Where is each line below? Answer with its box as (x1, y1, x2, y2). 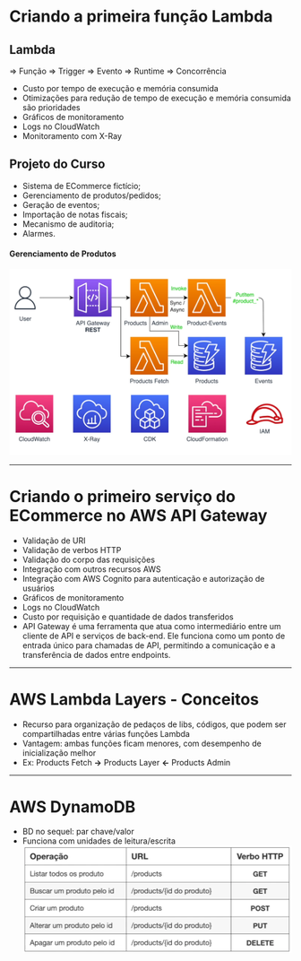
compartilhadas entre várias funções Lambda (21, 728, 191, 739)
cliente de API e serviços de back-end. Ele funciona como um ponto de (21, 630, 286, 641)
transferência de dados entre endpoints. (21, 649, 171, 660)
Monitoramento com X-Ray (21, 131, 123, 141)
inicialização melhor (21, 747, 97, 758)
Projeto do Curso (9, 157, 106, 172)
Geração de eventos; (21, 199, 100, 210)
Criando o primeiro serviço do (9, 486, 236, 506)
